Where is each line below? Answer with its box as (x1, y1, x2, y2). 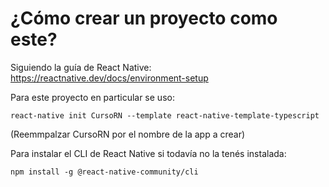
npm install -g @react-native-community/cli (10, 167, 199, 177)
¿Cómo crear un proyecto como (10, 7, 278, 30)
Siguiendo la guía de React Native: (10, 61, 152, 73)
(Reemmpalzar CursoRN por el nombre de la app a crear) (10, 128, 246, 140)
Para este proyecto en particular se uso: (10, 91, 175, 103)
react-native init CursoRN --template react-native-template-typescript (10, 110, 320, 121)
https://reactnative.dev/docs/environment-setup (10, 72, 209, 84)
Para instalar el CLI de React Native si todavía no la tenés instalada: (10, 147, 287, 159)
